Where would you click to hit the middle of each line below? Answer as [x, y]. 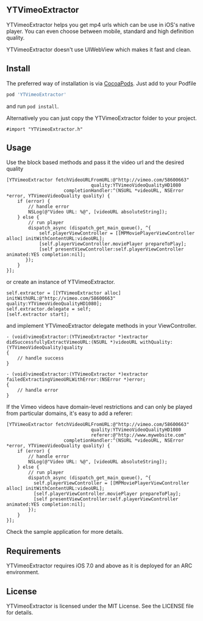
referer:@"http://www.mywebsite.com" [139, 435]
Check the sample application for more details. [65, 532]
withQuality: [156, 342]
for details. [20, 612]
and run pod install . [33, 106]
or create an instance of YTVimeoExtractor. [61, 282]
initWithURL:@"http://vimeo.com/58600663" [61, 299]
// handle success [41, 358]
